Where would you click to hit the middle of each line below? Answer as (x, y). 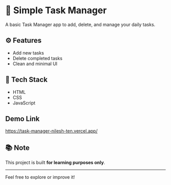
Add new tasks (28, 52)
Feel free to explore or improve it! (40, 177)
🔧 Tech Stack (26, 80)
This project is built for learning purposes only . (55, 163)
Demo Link (22, 118)
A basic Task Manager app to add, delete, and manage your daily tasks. (80, 24)
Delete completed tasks (37, 58)
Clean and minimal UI (35, 64)
